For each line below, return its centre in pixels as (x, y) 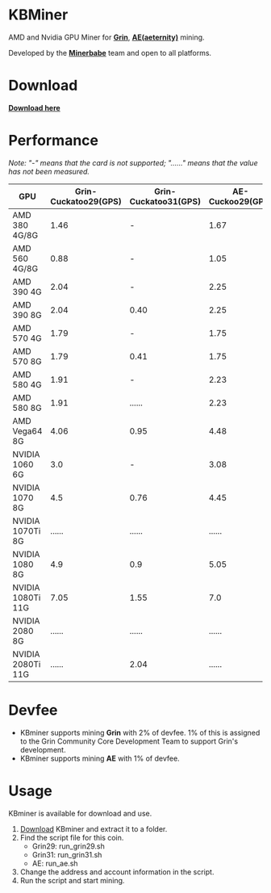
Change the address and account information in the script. (117, 872)
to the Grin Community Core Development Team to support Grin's (129, 741)
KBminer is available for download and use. (80, 813)
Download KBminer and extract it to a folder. (94, 828)
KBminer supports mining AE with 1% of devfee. (100, 758)
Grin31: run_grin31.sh (67, 854)
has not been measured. (49, 171)
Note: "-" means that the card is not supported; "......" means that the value (133, 162)
